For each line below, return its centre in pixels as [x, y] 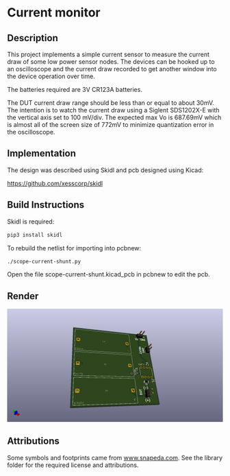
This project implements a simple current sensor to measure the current [108, 54]
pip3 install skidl [35, 235]
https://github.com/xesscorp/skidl [55, 183]
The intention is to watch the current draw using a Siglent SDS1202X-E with [114, 110]
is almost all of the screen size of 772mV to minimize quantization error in [111, 124]
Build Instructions [46, 205]
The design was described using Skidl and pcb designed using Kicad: [105, 170]
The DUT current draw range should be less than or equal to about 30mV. [111, 103]
